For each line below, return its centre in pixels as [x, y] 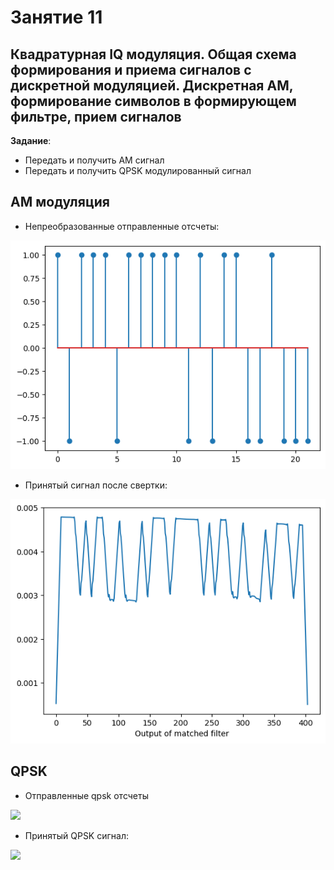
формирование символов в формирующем [153, 101]
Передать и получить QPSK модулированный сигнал [138, 170]
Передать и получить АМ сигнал [94, 160]
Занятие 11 [56, 17]
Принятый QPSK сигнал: [76, 835]
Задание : [31, 140]
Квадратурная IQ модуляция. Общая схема [153, 54]
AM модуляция [60, 202]
